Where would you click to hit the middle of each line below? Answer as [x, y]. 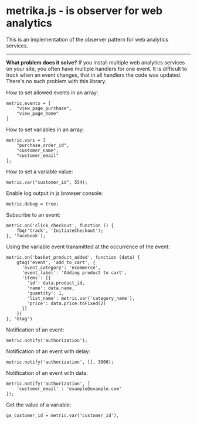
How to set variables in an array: [45, 129]
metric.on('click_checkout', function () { [60, 225]
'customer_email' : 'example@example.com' [69, 389]
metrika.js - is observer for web [84, 11]
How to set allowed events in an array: [52, 93]
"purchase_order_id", [43, 145]
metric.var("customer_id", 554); [47, 182]
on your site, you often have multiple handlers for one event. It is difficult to [97, 69]
